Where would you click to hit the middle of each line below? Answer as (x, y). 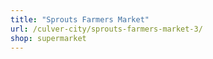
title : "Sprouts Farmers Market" (80, 19)
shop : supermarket (48, 38)
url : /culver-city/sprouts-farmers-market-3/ (106, 29)
